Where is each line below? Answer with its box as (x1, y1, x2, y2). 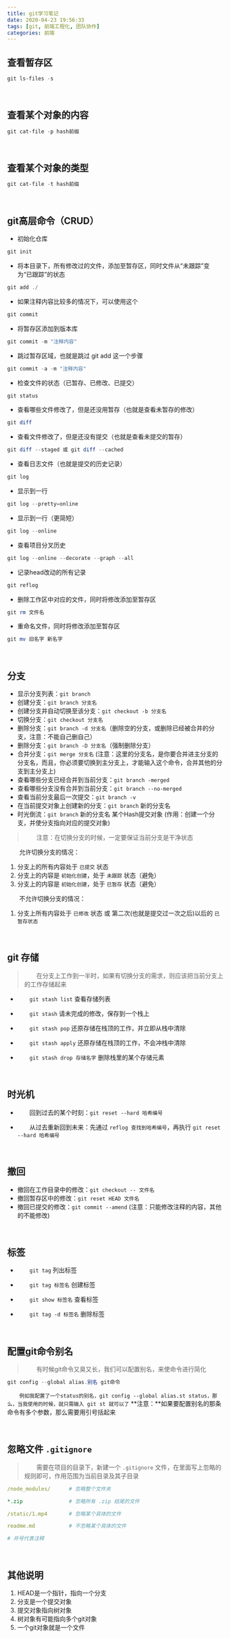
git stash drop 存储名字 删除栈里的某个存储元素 (29, 1053, 165, 1061)
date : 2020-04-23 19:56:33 (7, 17, 85, 23)
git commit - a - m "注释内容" (7, 365, 87, 372)
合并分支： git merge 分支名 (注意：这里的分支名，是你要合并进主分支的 (17, 750, 219, 758)
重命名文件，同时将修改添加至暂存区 (17, 622, 121, 630)
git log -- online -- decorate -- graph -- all (7, 554, 134, 561)
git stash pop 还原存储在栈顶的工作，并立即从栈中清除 (29, 1024, 186, 1032)
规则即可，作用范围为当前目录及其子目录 (23, 1471, 139, 1480)
